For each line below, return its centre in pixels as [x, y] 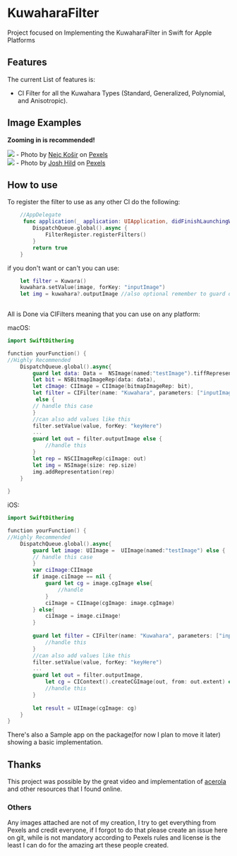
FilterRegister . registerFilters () [96, 235]
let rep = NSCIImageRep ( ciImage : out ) [90, 458]
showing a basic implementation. [55, 742]
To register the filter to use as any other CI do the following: [94, 202]
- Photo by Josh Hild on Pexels [61, 163]
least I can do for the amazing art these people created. [88, 845]
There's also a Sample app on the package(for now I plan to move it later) [114, 735]
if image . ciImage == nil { [72, 577]
